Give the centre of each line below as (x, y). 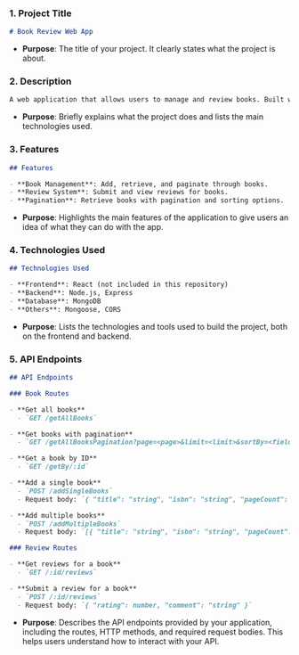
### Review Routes (43, 548)
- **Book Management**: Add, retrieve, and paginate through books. (139, 184)
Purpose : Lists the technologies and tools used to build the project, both (154, 326)
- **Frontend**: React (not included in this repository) (119, 285)
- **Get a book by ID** (53, 458)
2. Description (40, 81)
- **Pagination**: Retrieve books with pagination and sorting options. (147, 201)
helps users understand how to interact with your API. (121, 641)
